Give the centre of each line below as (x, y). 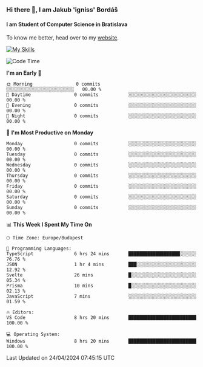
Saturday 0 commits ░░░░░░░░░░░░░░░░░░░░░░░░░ (101, 197)
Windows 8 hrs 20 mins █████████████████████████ (101, 341)
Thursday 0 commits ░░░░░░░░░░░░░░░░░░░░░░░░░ (101, 176)
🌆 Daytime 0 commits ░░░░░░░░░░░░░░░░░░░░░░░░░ (101, 95)
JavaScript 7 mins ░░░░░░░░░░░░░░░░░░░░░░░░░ (101, 297)
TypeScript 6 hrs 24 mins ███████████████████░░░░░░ (101, 254)
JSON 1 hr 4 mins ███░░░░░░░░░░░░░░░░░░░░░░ (101, 265)
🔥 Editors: (20, 312)
